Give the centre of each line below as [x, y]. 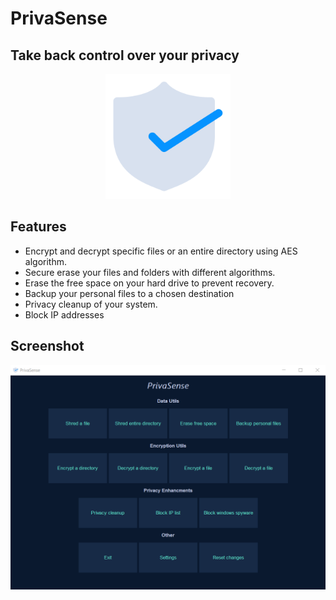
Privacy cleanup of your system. [91, 304]
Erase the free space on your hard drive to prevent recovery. [149, 283]
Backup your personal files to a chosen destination [129, 293]
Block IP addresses [64, 314]
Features [38, 227]
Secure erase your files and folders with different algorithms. [150, 272]
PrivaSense [59, 18]
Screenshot [47, 346]
